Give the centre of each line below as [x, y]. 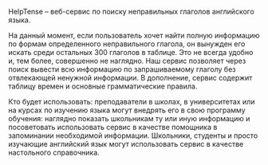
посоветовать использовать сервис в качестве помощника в [113, 127]
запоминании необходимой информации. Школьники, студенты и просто [133, 136]
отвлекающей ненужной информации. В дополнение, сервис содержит [130, 78]
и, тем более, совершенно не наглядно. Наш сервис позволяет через [127, 61]
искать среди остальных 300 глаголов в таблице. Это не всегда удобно [131, 52]
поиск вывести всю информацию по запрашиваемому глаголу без [122, 69]
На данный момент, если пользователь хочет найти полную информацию [134, 35]
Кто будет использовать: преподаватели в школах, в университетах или [132, 102]
